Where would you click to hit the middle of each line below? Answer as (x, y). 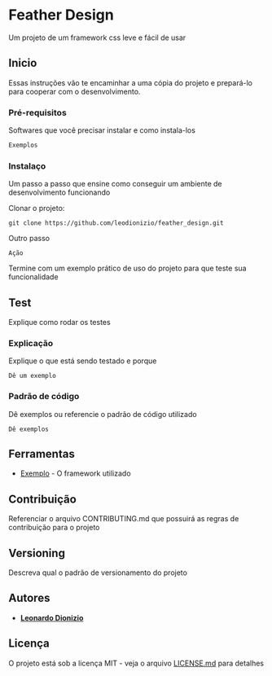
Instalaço (27, 166)
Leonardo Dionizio (52, 617)
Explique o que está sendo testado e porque (83, 361)
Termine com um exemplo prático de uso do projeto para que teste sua (127, 268)
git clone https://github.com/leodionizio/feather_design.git (116, 223)
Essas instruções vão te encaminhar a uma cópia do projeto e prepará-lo (131, 82)
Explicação (31, 343)
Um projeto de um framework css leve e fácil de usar (97, 37)
